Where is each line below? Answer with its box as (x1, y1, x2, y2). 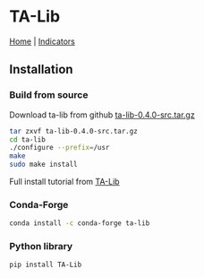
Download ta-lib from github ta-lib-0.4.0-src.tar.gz (9, 109, 195, 120)
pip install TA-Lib (9, 260, 82, 270)
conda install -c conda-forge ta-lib (9, 219, 150, 228)
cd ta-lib (9, 135, 47, 144)
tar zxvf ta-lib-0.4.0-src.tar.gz (9, 126, 139, 135)
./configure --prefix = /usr (9, 143, 110, 152)
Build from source (9, 89, 89, 101)
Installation (9, 62, 73, 77)
